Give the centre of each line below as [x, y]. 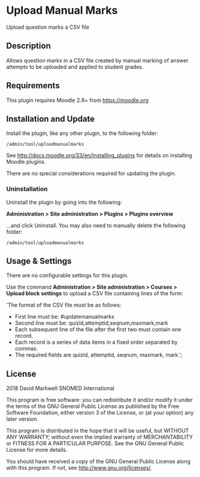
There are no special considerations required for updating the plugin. [91, 173]
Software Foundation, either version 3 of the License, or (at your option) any [100, 413]
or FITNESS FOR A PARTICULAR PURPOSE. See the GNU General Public [95, 443]
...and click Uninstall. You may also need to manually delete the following [96, 225]
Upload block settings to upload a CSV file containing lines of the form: [95, 293]
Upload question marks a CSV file [48, 27]
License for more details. [37, 450]
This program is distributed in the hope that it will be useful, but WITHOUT [98, 431]
